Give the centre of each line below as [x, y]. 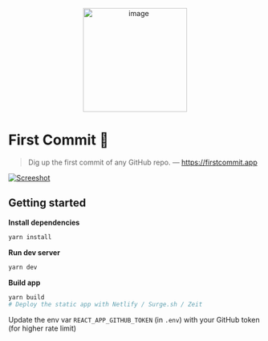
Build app [24, 282]
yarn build [26, 297]
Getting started [47, 203]
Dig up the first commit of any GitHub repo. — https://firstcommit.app [143, 162]
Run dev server [34, 252]
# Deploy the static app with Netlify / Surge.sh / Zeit [106, 305]
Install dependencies [44, 222]
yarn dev [23, 267]
